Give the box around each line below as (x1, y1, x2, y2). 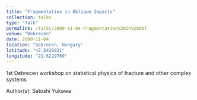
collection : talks (6, 14, 52, 20)
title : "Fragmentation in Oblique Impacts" (6, 8, 116, 15)
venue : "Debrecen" (6, 31, 52, 37)
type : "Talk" (6, 20, 39, 26)
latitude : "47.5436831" (6, 48, 65, 54)
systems (6, 76, 27, 83)
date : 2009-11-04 (6, 36, 49, 42)
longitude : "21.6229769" (6, 53, 68, 59)
